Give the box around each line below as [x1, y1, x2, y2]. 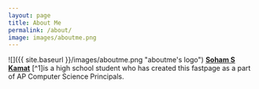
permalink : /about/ [8, 26, 72, 34]
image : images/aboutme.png [8, 33, 97, 42]
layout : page [8, 11, 51, 20]
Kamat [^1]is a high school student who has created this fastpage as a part [8, 64, 251, 73]
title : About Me [8, 19, 61, 27]
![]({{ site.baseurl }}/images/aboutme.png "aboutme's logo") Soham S [8, 55, 235, 65]
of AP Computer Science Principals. [8, 72, 124, 81]
